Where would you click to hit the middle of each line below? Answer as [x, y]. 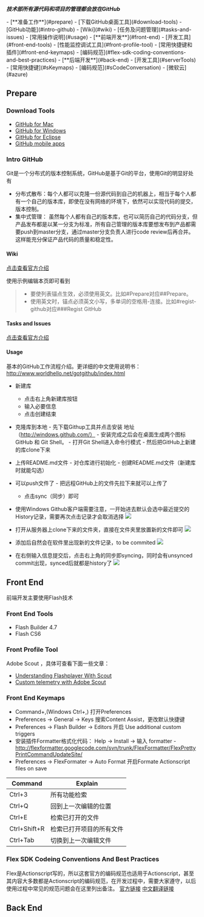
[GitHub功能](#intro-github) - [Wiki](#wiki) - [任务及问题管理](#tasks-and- [99, 30]
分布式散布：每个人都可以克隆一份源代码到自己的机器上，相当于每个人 [103, 194]
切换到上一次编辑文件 [81, 840]
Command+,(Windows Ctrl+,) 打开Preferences [73, 712]
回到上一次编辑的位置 [81, 806]
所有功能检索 [69, 795]
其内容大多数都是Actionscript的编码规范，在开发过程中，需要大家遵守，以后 [101, 880]
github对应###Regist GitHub [66, 309]
